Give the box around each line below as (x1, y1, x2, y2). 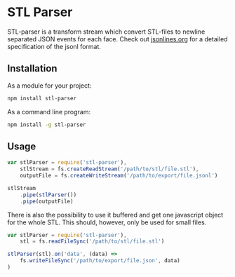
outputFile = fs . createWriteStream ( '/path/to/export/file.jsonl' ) (20, 173, 218, 180)
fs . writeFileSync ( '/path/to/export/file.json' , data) (20, 257, 180, 264)
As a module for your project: (7, 81, 92, 90)
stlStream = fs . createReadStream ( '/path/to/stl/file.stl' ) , (20, 165, 199, 173)
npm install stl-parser (7, 95, 77, 102)
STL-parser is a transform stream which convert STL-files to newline (7, 27, 206, 36)
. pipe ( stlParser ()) (20, 191, 77, 198)
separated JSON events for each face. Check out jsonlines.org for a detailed (7, 34, 228, 43)
